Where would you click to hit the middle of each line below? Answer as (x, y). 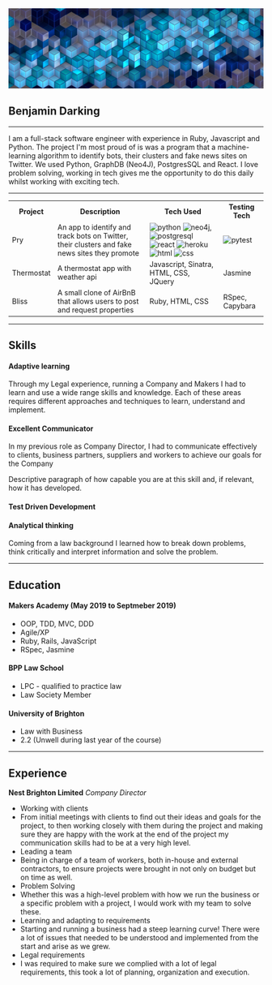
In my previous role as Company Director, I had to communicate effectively (133, 446)
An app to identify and (95, 227)
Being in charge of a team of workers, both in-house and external (129, 860)
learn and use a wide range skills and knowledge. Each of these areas (125, 393)
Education (35, 585)
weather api (77, 277)
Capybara (240, 305)
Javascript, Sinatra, (181, 264)
